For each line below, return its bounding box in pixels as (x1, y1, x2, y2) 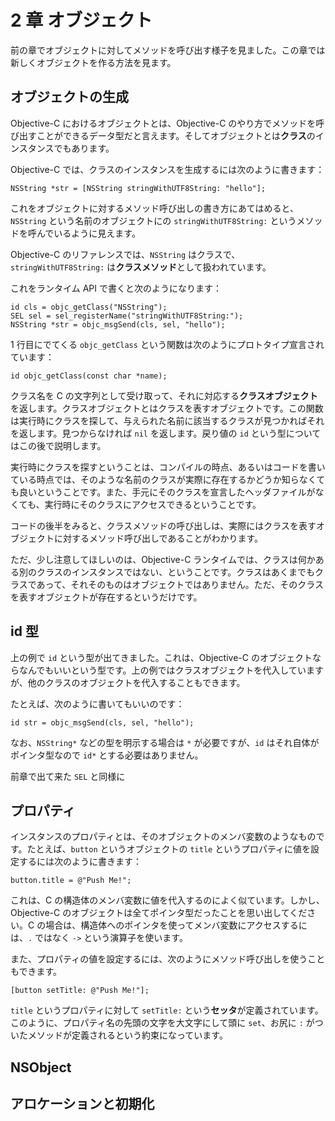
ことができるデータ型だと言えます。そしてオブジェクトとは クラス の (36, 129, 316, 141)
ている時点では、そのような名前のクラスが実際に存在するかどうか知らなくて (10, 473, 326, 485)
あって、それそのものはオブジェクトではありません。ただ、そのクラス (36, 578, 325, 590)
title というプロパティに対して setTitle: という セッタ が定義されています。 (10, 1004, 324, 1016)
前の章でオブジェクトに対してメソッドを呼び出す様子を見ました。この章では (10, 44, 326, 56)
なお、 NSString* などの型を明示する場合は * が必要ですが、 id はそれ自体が (10, 736, 320, 748)
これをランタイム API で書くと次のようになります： (10, 282, 222, 294)
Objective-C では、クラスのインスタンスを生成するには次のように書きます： (10, 163, 325, 175)
